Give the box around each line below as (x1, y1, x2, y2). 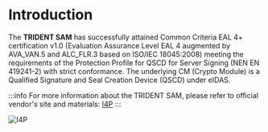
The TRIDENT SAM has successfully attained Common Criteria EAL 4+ (8, 32, 243, 42)
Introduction (8, 6, 93, 24)
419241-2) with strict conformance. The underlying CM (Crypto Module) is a (8, 66, 260, 76)
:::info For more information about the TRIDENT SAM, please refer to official (8, 90, 259, 100)
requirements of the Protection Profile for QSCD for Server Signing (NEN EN (8, 58, 260, 68)
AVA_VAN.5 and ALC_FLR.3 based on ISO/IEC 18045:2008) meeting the (8, 49, 244, 59)
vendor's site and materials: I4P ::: (8, 99, 122, 109)
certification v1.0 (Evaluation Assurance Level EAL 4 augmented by (8, 40, 231, 50)
